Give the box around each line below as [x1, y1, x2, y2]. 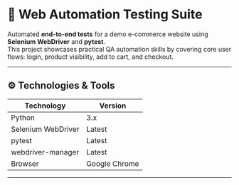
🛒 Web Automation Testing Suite [7, 6, 203, 23]
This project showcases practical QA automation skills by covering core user [7, 45, 232, 53]
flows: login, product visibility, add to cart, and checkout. [7, 52, 174, 61]
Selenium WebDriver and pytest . [7, 37, 105, 45]
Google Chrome [86, 159, 139, 169]
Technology [24, 101, 66, 111]
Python [11, 113, 36, 123]
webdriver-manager [11, 147, 80, 157]
